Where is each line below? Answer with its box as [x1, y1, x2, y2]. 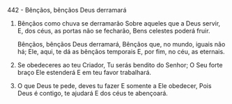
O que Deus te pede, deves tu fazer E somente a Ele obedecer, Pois [17, 82, 212, 89]
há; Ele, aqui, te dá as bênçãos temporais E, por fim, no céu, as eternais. [17, 48, 225, 55]
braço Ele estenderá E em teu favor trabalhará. [17, 69, 152, 76]
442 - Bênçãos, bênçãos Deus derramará [7, 6, 127, 14]
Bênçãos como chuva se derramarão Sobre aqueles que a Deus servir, [17, 19, 221, 27]
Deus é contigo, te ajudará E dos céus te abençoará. [17, 89, 169, 97]
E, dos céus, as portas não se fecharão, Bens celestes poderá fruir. [17, 27, 210, 35]
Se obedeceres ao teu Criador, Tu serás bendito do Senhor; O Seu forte [17, 61, 223, 69]
